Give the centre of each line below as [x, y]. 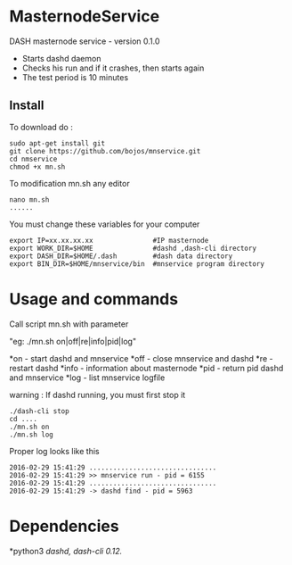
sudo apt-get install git [57, 143]
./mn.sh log [31, 435]
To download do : [41, 127]
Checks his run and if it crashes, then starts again [113, 68]
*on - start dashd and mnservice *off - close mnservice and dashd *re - [141, 358]
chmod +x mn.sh [37, 167]
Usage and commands [94, 299]
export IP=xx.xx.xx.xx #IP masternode [109, 240]
